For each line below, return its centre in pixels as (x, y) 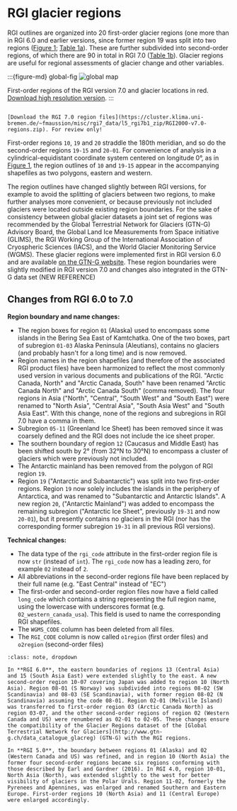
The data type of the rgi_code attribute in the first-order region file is (117, 553)
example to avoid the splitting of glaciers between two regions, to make (111, 194)
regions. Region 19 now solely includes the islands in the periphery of (118, 488)
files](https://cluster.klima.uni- (151, 117)
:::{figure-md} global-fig (42, 77)
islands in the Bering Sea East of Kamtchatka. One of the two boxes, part (123, 338)
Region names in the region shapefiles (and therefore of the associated (121, 360)
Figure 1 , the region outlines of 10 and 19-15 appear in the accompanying (113, 165)
